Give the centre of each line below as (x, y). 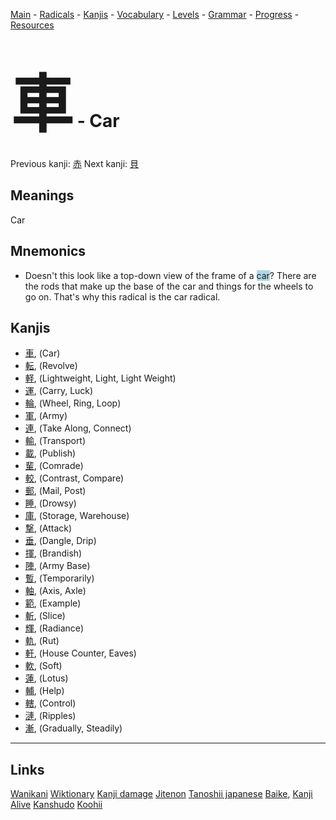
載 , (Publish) (50, 453)
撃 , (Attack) (48, 528)
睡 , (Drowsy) (50, 503)
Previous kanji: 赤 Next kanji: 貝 (75, 163)
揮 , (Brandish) (53, 553)
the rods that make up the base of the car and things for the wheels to (169, 286)
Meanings (42, 195)
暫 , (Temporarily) (59, 578)
